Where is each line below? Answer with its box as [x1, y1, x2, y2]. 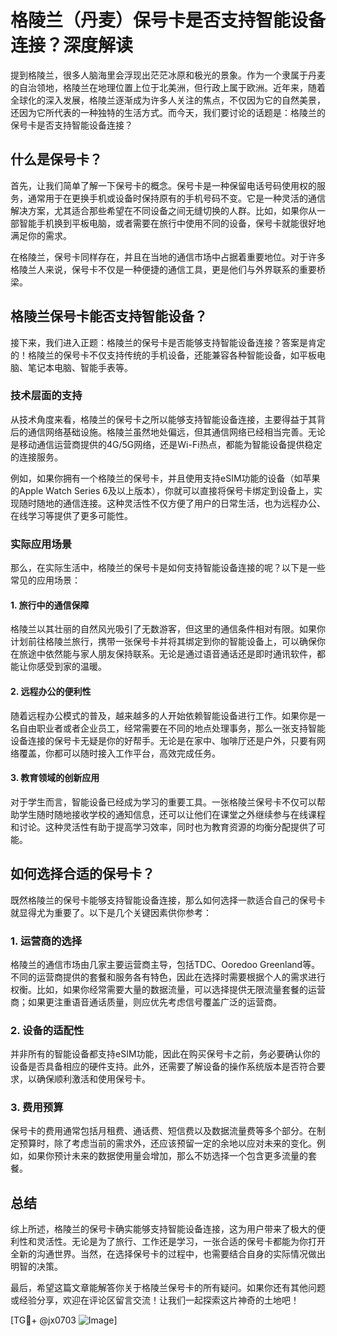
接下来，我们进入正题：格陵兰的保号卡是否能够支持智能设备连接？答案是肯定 [10, 336, 326, 348]
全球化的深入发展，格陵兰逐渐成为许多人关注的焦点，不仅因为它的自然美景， [10, 94, 326, 106]
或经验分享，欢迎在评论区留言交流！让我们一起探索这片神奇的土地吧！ [10, 1294, 300, 1306]
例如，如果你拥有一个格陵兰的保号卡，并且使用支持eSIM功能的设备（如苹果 [10, 472, 321, 484]
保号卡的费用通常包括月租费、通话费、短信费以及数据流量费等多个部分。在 [10, 1125, 317, 1137]
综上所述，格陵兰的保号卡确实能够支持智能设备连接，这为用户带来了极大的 [10, 1223, 317, 1235]
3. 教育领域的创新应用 [10, 772, 100, 784]
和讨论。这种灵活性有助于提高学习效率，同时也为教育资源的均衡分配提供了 [10, 821, 317, 833]
